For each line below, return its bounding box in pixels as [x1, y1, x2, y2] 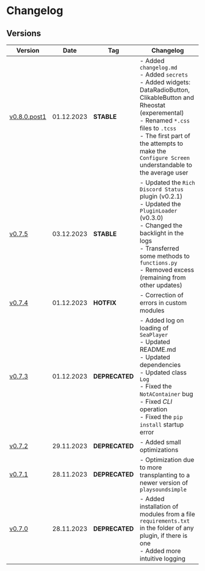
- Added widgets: [139, 78, 191, 86]
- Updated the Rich [139, 178, 195, 187]
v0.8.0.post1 [9, 113, 47, 121]
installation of [139, 502, 179, 510]
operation [139, 405, 168, 414]
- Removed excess [139, 266, 194, 274]
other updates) [139, 281, 182, 289]
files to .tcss [139, 124, 177, 132]
